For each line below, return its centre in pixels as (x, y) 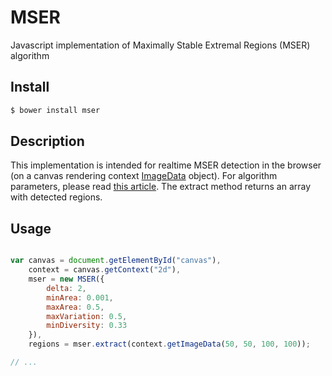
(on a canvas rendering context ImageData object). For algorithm (144, 176)
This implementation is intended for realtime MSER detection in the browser (166, 165)
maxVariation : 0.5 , (87, 316)
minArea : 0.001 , (80, 297)
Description (47, 141)
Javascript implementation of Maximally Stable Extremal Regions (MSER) (160, 45)
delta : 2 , (66, 288)
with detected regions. (56, 197)
